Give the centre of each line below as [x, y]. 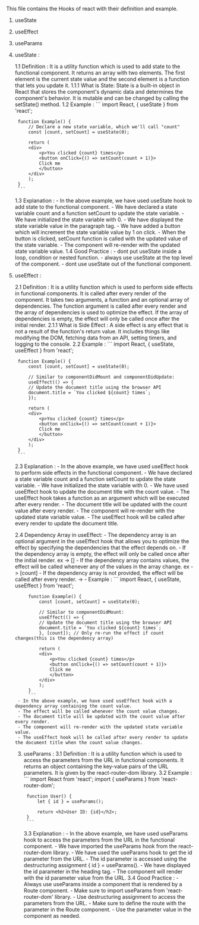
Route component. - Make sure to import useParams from [94, 890]
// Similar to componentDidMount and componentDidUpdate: [102, 377]
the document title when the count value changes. [79, 743]
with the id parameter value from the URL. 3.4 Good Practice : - [101, 878]
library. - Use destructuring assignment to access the [120, 897]
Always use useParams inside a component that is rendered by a [103, 884]
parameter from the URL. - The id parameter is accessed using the [105, 859]
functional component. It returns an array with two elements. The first [100, 73]
